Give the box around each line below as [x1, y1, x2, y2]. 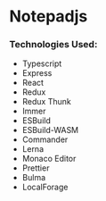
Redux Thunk [21, 96, 71, 107]
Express [21, 68, 53, 79]
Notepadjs [9, 6, 88, 27]
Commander [21, 134, 69, 145]
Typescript [21, 58, 62, 69]
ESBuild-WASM [21, 125, 79, 136]
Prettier [21, 163, 50, 173]
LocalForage [21, 181, 69, 193]
